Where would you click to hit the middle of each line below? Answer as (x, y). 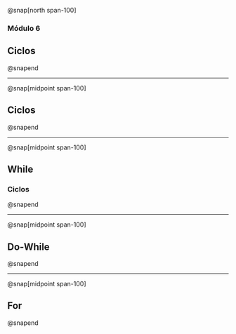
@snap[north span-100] (42, 10)
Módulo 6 (24, 28)
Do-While (29, 247)
